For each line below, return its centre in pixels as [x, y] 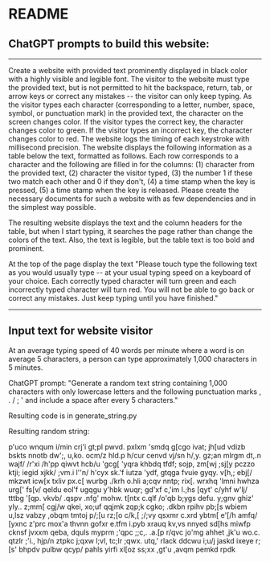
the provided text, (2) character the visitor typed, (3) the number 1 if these [131, 173]
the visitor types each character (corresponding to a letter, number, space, [132, 105]
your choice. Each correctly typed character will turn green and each [123, 281]
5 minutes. [26, 367]
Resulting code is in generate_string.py [73, 416]
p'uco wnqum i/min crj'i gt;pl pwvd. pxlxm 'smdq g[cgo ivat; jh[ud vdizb [127, 446]
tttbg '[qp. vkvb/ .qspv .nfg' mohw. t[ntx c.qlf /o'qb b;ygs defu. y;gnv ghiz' [131, 498]
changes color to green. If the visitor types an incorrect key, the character [131, 130]
